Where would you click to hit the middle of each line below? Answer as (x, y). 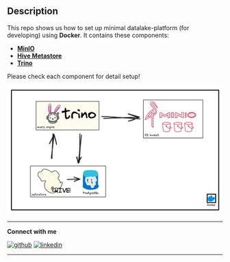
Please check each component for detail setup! (74, 76)
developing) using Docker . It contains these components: (88, 35)
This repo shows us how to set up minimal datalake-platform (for (98, 27)
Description (33, 11)
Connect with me (32, 231)
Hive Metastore (39, 56)
